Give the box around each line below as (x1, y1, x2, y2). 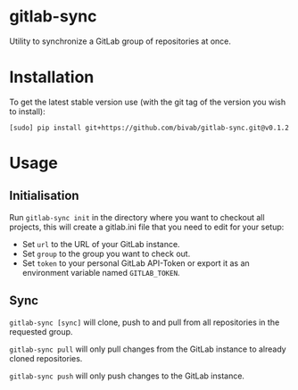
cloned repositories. (9, 353, 83, 363)
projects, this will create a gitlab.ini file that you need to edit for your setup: (9, 221, 285, 232)
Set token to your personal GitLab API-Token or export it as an (21, 257, 250, 269)
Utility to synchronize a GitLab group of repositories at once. (9, 36, 232, 46)
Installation (9, 67, 95, 87)
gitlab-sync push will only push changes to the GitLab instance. (9, 370, 245, 381)
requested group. (9, 326, 73, 336)
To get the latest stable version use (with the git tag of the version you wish (9, 96, 286, 107)
